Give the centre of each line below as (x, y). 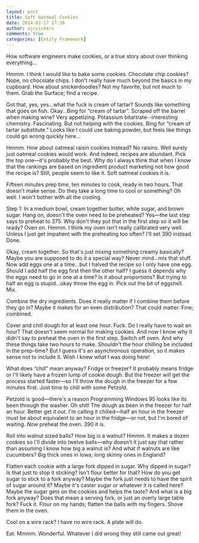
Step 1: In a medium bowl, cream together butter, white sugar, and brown (95, 208)
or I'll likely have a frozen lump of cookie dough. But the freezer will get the (98, 375)
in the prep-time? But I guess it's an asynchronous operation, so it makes (96, 351)
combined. (19, 314)
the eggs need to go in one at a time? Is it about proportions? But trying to (97, 277)
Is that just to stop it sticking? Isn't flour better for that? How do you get (93, 473)
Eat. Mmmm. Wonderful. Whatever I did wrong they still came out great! (94, 533)
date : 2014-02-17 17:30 (36, 23)
